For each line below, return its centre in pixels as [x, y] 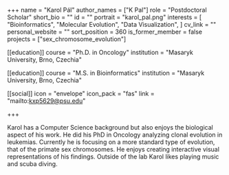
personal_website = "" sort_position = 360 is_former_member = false [105, 32]
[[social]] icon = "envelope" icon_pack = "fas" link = [81, 93]
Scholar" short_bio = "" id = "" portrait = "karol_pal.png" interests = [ [105, 17]
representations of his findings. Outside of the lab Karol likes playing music [113, 156]
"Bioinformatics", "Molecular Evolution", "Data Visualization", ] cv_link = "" [112, 24]
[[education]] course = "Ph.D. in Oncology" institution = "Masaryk [100, 52]
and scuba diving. [32, 164]
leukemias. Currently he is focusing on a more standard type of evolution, [111, 142]
